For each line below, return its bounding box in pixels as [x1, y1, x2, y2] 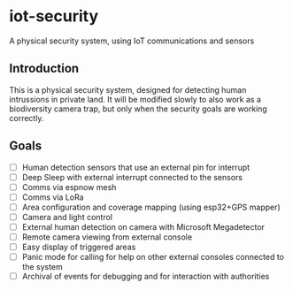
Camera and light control [21, 211, 113, 222]
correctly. [9, 112, 44, 123]
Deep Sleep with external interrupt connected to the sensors [21, 172, 243, 182]
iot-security [9, 6, 99, 27]
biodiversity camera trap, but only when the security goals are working [9, 103, 267, 114]
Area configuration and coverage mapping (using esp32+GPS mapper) [21, 202, 281, 212]
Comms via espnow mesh [21, 181, 117, 192]
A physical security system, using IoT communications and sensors [9, 35, 255, 46]
